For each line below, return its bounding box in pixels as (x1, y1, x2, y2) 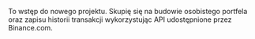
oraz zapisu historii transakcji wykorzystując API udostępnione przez (8, 15, 232, 24)
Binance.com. (8, 23, 53, 32)
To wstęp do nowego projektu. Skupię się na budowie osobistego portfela (8, 7, 248, 16)
